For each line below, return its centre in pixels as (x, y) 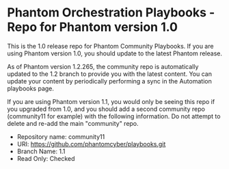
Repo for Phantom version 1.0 (92, 27)
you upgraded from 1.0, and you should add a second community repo (106, 109)
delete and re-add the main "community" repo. (73, 123)
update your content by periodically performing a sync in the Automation (109, 81)
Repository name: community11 (61, 136)
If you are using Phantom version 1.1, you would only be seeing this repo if (111, 101)
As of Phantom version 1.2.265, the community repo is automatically (103, 66)
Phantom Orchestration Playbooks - (111, 13)
